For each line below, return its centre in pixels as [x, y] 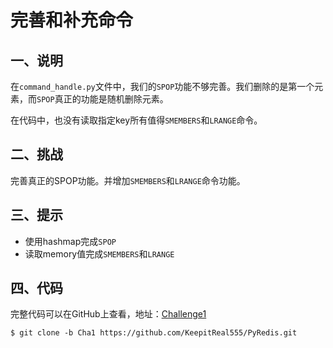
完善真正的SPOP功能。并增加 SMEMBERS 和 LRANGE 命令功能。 [128, 180]
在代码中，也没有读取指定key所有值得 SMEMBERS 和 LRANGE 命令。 [136, 120]
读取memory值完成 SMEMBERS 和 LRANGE [99, 253]
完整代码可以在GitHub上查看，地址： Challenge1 [108, 314]
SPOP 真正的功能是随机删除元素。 [102, 99]
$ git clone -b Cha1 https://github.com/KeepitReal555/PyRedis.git [154, 333]
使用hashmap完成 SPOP [70, 241]
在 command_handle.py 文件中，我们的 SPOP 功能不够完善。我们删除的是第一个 [162, 86]
